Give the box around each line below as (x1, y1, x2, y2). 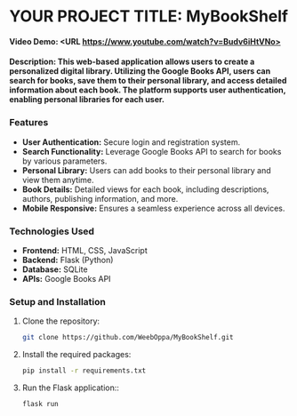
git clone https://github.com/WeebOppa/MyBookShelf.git (21, 333, 234, 342)
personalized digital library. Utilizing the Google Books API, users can (9, 66, 271, 76)
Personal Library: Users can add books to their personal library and (21, 164, 271, 175)
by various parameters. (21, 156, 108, 166)
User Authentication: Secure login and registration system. (21, 136, 241, 148)
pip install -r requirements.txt (21, 366, 147, 375)
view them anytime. (21, 174, 95, 185)
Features (9, 116, 49, 129)
